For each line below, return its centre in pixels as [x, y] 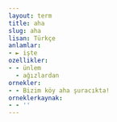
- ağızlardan [38, 75]
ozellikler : [28, 61]
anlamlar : [25, 46]
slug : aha [25, 31]
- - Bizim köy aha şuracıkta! [59, 90]
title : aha [27, 23]
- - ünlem [25, 68]
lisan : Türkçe [32, 38]
